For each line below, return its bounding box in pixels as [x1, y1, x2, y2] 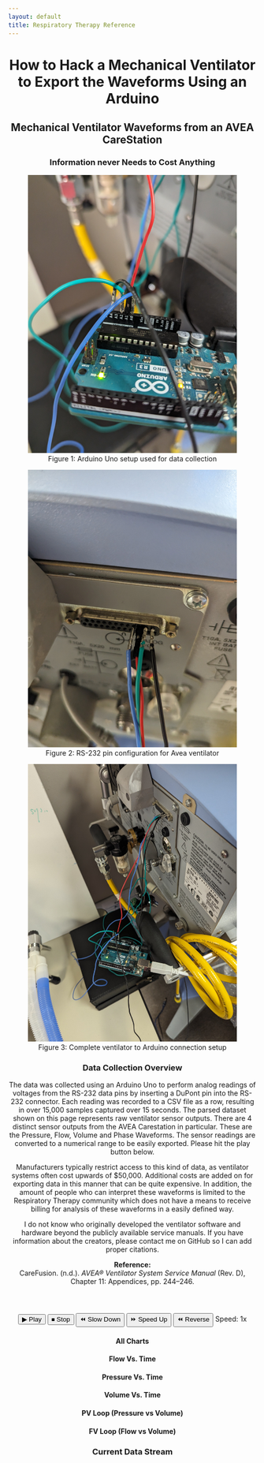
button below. [110, 1148, 155, 1157]
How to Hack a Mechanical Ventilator [9, 56, 256, 74]
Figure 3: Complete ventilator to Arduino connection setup [38, 1042, 227, 1052]
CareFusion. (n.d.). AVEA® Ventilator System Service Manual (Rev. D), [19, 1268, 246, 1278]
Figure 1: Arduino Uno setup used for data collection [47, 453, 218, 463]
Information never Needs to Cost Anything [50, 157, 215, 167]
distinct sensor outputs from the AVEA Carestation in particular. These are [12, 1122, 253, 1132]
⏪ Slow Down [80, 1316, 121, 1324]
